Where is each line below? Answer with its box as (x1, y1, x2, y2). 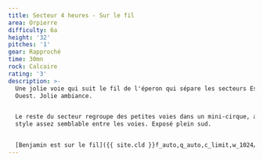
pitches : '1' (8, 41, 51, 49)
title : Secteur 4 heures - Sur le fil (8, 11, 135, 20)
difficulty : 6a (8, 26, 58, 34)
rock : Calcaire (8, 63, 58, 71)
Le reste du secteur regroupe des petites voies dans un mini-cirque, (15, 113, 250, 121)
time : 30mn (8, 56, 44, 64)
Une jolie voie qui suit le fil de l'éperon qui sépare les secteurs (15, 84, 247, 93)
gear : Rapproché (8, 48, 61, 56)
